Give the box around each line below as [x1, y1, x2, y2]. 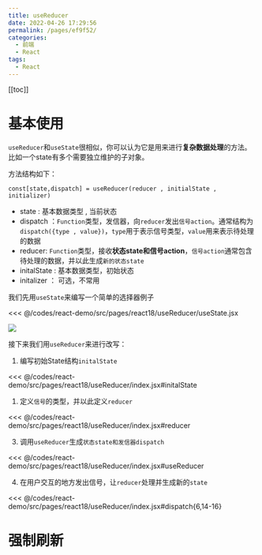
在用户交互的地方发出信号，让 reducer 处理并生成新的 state [19, 477, 208, 486]
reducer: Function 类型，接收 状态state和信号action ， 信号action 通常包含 [19, 246, 253, 255]
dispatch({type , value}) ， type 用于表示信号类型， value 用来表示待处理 [19, 226, 255, 235]
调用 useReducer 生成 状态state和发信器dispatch [19, 437, 164, 446]
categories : [8, 33, 47, 42]
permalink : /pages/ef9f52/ [8, 26, 97, 34]
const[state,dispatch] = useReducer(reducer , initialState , [8, 185, 217, 193]
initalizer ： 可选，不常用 [19, 276, 100, 285]
